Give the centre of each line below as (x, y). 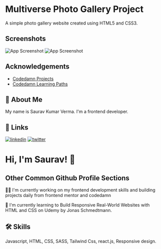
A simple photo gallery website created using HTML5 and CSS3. (71, 23)
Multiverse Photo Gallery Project (74, 9)
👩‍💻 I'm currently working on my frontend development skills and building (80, 190)
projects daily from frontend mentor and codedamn (58, 195)
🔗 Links (17, 127)
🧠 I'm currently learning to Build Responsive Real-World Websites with (77, 205)
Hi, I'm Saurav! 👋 (40, 160)
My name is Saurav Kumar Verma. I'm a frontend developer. (67, 111)
